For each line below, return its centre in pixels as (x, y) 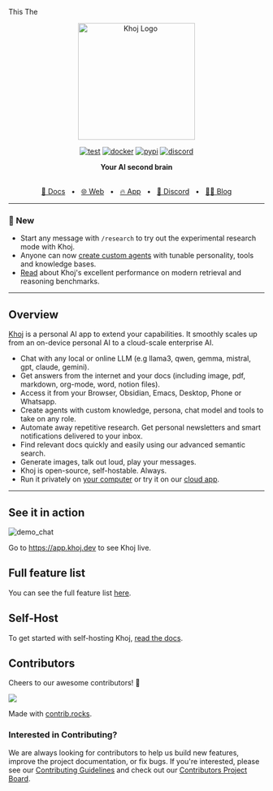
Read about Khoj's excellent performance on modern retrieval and (131, 273)
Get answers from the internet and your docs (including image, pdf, (133, 376)
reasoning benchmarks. (60, 281)
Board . (19, 778)
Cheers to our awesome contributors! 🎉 (74, 683)
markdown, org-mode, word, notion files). (90, 384)
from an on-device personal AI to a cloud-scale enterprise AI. (111, 343)
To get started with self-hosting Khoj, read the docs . (96, 638)
